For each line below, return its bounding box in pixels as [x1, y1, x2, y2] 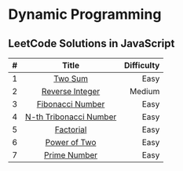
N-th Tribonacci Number [24, 111, 117, 122]
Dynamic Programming [8, 5, 162, 24]
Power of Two [45, 137, 97, 147]
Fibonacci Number [36, 99, 105, 109]
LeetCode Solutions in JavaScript [8, 37, 175, 50]
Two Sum [53, 73, 89, 84]
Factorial [54, 124, 87, 135]
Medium [129, 86, 160, 96]
